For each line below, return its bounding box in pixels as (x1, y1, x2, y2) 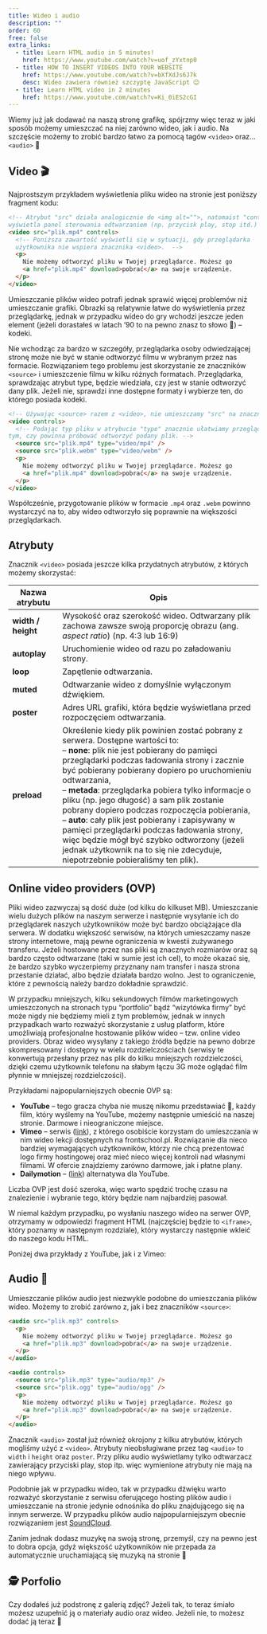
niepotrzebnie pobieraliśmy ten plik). (62, 854, 199, 865)
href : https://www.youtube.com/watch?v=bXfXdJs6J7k (22, 71, 197, 79)
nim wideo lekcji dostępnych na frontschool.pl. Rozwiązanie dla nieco (19, 1135, 248, 1145)
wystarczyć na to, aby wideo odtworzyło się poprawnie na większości (8, 507, 237, 516)
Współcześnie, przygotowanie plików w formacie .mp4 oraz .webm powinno (8, 499, 251, 508)
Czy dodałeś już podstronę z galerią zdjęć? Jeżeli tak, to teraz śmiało (8, 1599, 235, 1609)
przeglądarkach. (8, 515, 62, 525)
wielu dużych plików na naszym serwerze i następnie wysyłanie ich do (8, 911, 239, 921)
